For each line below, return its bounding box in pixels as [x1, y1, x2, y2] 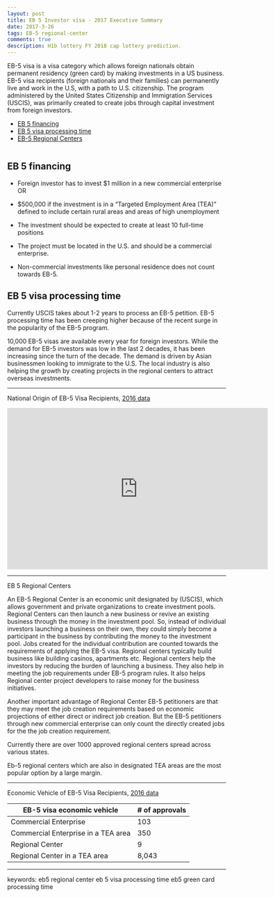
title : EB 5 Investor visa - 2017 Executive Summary [7, 17, 163, 24]
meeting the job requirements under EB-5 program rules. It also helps [7, 669, 206, 677]
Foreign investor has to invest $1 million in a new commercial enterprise [17, 179, 222, 187]
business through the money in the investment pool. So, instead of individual [7, 617, 226, 625]
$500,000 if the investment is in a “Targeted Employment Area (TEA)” [17, 200, 217, 208]
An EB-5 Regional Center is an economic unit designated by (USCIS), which [7, 594, 224, 603]
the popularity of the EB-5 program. [7, 323, 110, 331]
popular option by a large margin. [7, 769, 103, 777]
